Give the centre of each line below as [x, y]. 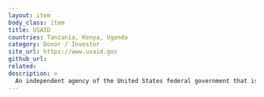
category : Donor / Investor [54, 45]
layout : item [29, 15]
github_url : [27, 59]
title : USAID [29, 30]
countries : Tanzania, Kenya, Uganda [68, 37]
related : [22, 66]
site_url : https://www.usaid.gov [63, 52]
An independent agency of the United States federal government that [131, 81]
